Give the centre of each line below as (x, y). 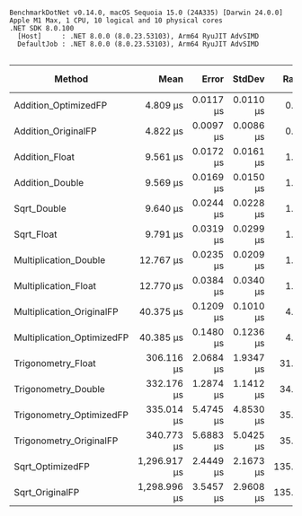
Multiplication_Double (60, 260)
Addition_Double (49, 183)
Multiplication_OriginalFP (66, 312)
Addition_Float (44, 157)
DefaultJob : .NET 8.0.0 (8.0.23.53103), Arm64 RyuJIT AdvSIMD (138, 44)
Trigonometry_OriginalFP (66, 441)
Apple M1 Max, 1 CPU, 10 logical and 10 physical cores (116, 21)
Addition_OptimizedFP (61, 105)
